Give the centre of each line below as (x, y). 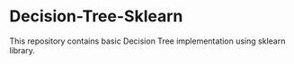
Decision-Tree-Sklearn (96, 16)
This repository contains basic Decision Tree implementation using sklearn (147, 41)
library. (22, 50)
